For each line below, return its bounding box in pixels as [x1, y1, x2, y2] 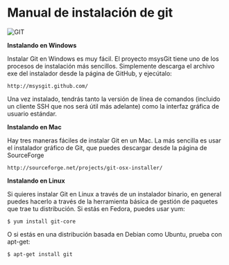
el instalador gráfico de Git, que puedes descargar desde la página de [7, 143, 207, 152]
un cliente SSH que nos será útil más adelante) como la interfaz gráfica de [7, 102, 220, 110]
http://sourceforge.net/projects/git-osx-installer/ [7, 164, 163, 171]
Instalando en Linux [7, 176, 65, 185]
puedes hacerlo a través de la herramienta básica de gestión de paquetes [7, 197, 219, 205]
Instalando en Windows [7, 41, 77, 49]
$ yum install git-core [7, 218, 76, 225]
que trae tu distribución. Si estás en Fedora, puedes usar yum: [7, 204, 185, 212]
